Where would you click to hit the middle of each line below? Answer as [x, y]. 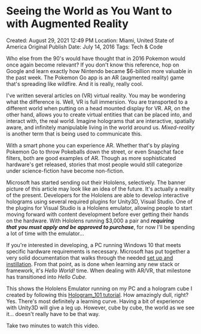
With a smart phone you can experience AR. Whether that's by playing [93, 145]
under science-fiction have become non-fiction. [65, 171]
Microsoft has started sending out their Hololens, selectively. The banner [96, 182]
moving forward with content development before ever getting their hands [98, 214]
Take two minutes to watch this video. [53, 326]
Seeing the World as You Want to [89, 11]
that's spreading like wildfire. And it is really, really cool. [75, 84]
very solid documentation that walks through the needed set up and [90, 258]
